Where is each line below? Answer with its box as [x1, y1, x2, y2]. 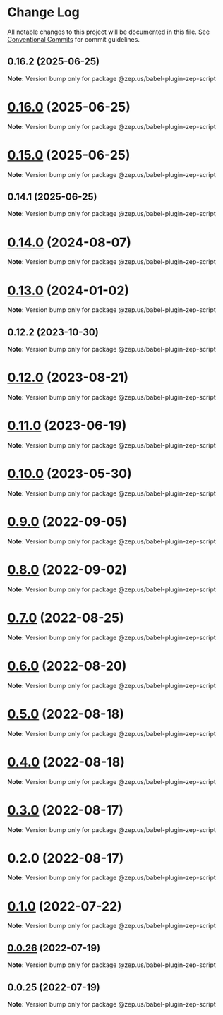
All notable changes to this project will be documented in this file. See [7, 28, 210, 36]
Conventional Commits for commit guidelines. [7, 35, 140, 43]
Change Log [7, 4, 80, 20]
